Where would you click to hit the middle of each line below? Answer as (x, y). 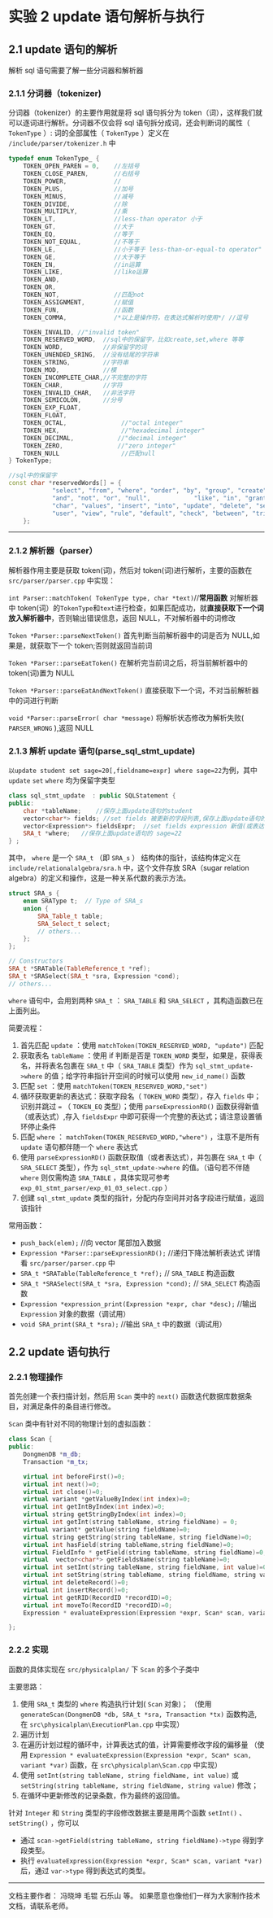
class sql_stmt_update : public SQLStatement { (92, 796)
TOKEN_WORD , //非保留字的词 (85, 347)
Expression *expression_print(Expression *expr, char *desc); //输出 (139, 1304)
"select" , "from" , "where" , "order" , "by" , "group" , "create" (159, 491)
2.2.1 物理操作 (36, 1377)
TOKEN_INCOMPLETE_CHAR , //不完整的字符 (85, 378)
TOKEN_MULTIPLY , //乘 (75, 212)
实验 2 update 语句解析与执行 (106, 17)
